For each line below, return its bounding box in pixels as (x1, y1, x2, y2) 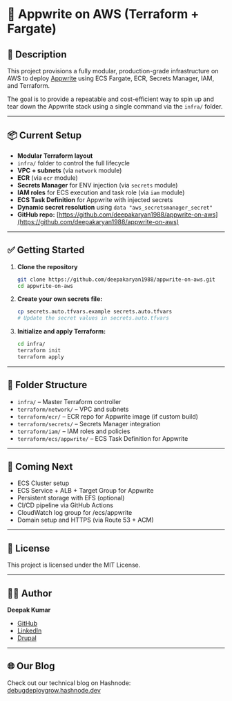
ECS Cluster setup (17, 479, 70, 487)
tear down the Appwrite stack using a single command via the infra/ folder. (7, 102, 223, 110)
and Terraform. (7, 82, 50, 89)
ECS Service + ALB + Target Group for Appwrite (17, 486, 154, 495)
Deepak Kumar (7, 606, 51, 614)
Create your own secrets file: (17, 295, 103, 303)
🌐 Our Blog (7, 660, 55, 672)
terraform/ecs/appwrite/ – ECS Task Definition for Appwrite (17, 434, 188, 442)
